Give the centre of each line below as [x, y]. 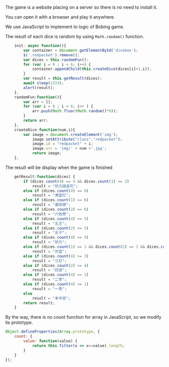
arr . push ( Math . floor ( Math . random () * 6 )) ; [75, 111]
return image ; [47, 153]
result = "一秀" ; [49, 289]
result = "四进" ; [49, 270]
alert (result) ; [39, 87]
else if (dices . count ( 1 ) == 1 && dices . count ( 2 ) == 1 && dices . [92, 247]
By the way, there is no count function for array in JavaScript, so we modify [83, 317]
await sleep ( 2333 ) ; [44, 83]
